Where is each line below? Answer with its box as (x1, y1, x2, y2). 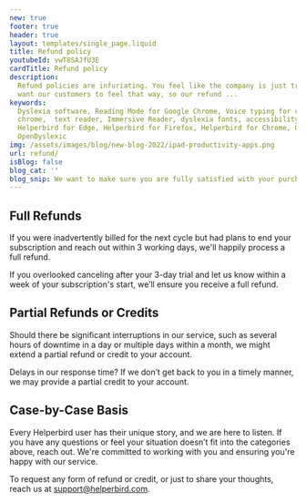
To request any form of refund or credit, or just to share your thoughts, (9, 473, 274, 484)
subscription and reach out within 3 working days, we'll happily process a (9, 242, 285, 253)
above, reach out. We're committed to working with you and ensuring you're (9, 446, 295, 457)
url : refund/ (9, 149, 59, 158)
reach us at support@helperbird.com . (9, 483, 150, 494)
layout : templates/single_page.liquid (9, 38, 157, 48)
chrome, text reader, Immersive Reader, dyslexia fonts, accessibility (17, 115, 300, 124)
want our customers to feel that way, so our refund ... (17, 89, 239, 98)
